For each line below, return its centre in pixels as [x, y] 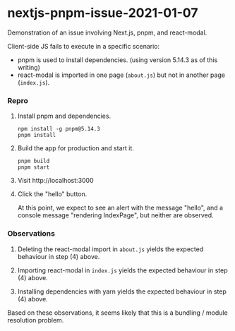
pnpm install [37, 136]
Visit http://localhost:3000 [55, 181]
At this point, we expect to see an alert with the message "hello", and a [120, 208]
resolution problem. [36, 320]
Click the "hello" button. [52, 194]
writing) [29, 67]
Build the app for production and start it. [76, 148]
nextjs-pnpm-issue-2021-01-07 [103, 13]
